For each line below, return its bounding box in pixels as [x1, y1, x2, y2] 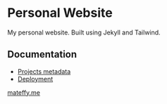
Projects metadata [17, 67, 71, 75]
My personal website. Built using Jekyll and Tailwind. [7, 28, 161, 37]
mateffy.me [7, 88, 41, 96]
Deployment [17, 74, 54, 83]
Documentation [7, 48, 78, 60]
